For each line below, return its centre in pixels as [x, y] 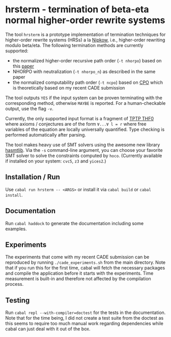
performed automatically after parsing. [46, 134]
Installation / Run [33, 177]
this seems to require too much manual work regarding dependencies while [84, 324]
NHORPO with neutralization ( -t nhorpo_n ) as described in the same [84, 71]
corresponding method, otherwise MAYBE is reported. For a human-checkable [85, 103]
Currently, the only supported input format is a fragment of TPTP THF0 [80, 118]
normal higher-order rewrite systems [85, 20]
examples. [16, 229]
